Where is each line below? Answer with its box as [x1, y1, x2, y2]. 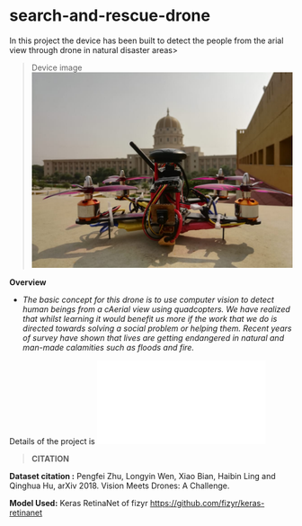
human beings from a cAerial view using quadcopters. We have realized [22, 304, 290, 315]
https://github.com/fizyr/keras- [149, 498, 265, 509]
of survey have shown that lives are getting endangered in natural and [22, 333, 285, 343]
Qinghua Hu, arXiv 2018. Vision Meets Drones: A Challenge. [9, 480, 230, 491]
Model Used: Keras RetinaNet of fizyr [9, 498, 148, 509]
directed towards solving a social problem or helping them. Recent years [22, 323, 292, 334]
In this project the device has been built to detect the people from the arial [9, 35, 284, 46]
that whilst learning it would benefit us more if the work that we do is [22, 314, 278, 325]
